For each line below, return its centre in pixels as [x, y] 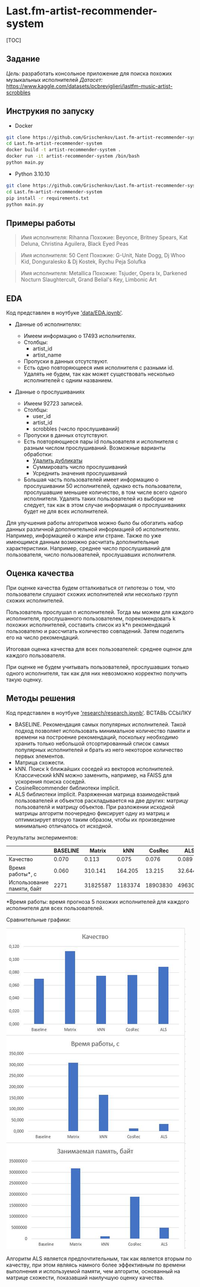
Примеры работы [41, 223]
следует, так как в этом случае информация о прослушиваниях [105, 505]
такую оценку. [24, 680]
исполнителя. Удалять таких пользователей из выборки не [99, 499]
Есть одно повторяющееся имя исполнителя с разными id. [99, 368]
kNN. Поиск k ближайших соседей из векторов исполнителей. [94, 769]
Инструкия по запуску [50, 111]
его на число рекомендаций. [43, 637]
